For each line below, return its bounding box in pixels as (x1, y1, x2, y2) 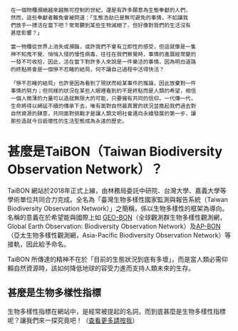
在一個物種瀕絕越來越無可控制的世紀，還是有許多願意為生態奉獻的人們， (10, 6, 191, 14)
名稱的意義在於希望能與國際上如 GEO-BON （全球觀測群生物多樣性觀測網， (7, 213, 227, 221)
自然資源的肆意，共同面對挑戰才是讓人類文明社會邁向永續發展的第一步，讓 (10, 110, 197, 117)
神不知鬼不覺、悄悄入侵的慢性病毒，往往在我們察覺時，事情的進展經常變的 (10, 51, 197, 58)
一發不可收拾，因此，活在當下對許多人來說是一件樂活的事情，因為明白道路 (10, 58, 197, 66)
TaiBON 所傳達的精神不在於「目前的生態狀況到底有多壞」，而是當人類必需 (7, 255, 222, 263)
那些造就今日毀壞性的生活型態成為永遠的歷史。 (10, 118, 128, 125)
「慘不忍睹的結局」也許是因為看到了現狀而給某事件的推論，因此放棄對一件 (10, 80, 197, 87)
